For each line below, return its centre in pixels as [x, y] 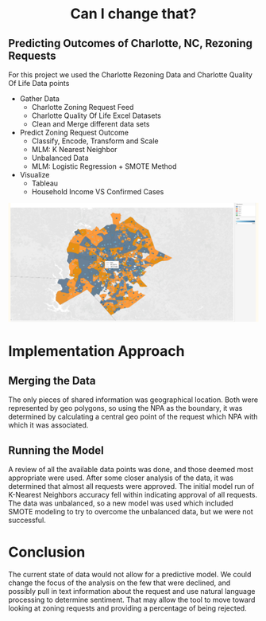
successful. [27, 520]
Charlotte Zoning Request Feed [83, 107]
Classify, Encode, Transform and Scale [95, 141]
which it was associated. [48, 425]
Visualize [35, 175]
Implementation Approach [96, 352]
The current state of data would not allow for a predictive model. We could [130, 574]
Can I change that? [133, 14]
